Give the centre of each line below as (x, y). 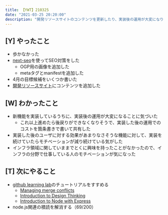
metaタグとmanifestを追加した (52, 73)
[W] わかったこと (32, 103)
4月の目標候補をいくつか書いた (45, 79)
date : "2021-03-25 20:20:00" (36, 15)
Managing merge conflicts (47, 190)
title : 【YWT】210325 (27, 10)
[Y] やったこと (28, 41)
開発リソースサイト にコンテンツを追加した (57, 86)
